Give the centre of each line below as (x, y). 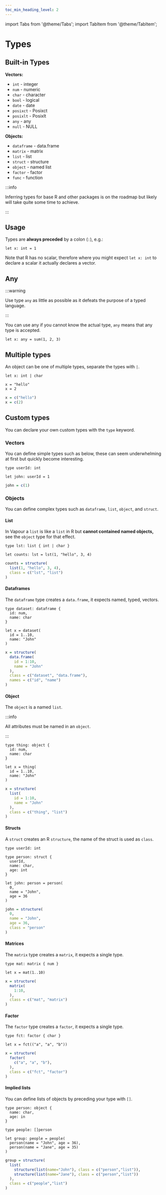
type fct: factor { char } (33, 1036)
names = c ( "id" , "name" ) (35, 680)
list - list (22, 156)
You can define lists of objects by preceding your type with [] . (69, 1099)
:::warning (15, 291)
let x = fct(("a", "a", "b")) (36, 1045)
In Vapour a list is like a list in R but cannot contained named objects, (80, 532)
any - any (22, 121)
